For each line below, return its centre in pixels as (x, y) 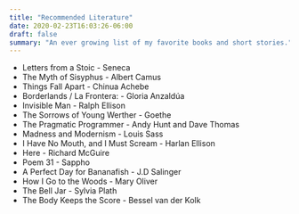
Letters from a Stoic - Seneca (76, 68)
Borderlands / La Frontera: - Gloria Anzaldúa (103, 96)
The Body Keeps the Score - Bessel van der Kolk (111, 201)
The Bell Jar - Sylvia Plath (69, 191)
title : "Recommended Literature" (71, 17)
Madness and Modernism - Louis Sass (93, 134)
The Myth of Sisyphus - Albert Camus (92, 78)
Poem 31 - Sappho (56, 162)
